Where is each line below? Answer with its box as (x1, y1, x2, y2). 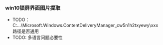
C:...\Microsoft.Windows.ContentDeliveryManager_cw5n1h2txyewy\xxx (12, 22, 159, 28)
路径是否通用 (12, 28, 39, 34)
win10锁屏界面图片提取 (5, 4, 61, 11)
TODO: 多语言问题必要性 (12, 34, 63, 40)
